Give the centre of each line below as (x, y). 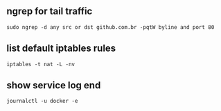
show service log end (54, 85)
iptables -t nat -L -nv (41, 64)
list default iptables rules (61, 49)
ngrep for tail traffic (50, 11)
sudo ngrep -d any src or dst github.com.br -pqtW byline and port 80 (110, 27)
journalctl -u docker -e (42, 101)
